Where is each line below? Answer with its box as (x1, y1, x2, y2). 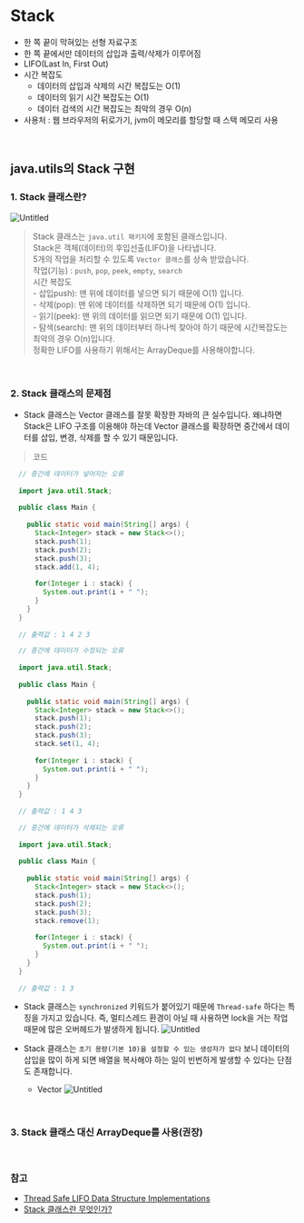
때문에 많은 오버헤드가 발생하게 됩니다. (23, 1024, 160, 1035)
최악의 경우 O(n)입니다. (32, 333, 115, 343)
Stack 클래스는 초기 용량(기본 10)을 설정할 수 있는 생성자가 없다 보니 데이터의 (23, 1043, 290, 1054)
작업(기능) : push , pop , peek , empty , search (32, 264, 182, 275)
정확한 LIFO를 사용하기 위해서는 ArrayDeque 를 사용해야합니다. (32, 344, 256, 355)
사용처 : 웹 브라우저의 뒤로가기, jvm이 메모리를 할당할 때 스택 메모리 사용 (23, 114, 279, 125)
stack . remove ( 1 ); (34, 916, 101, 925)
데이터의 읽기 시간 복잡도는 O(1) (36, 92, 150, 103)
